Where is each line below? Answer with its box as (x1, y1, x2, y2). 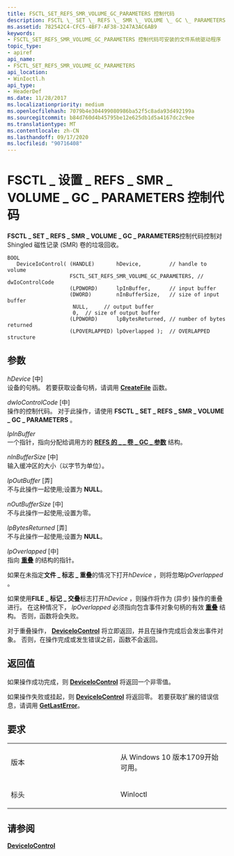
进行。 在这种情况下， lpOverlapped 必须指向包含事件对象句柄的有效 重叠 (7, 602, 218, 611)
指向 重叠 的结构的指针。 (7, 556, 78, 564)
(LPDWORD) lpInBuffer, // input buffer (69, 285, 217, 292)
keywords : (7, 29, 36, 37)
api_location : (7, 68, 49, 75)
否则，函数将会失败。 (20, 611, 82, 620)
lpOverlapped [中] (7, 546, 59, 556)
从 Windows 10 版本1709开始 (120, 752, 219, 762)
